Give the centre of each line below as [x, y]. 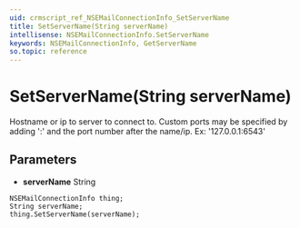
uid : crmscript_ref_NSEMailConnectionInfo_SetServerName [120, 18]
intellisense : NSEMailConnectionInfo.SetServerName [109, 35]
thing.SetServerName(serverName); [75, 214]
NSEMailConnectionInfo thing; [67, 198]
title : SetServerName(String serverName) [89, 26]
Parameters [43, 160]
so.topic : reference [49, 52]
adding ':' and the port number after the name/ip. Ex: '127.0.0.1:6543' [138, 132]
